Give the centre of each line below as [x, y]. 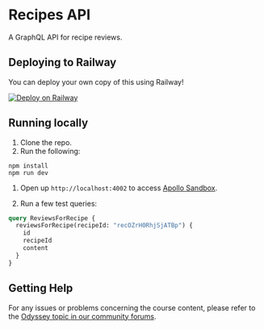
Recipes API [50, 15]
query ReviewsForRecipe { [52, 218]
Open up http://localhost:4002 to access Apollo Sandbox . [119, 188]
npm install [28, 166]
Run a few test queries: [59, 203]
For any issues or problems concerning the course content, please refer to [132, 307]
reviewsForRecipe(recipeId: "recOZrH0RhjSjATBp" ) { [105, 226]
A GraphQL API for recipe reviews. [65, 37]
